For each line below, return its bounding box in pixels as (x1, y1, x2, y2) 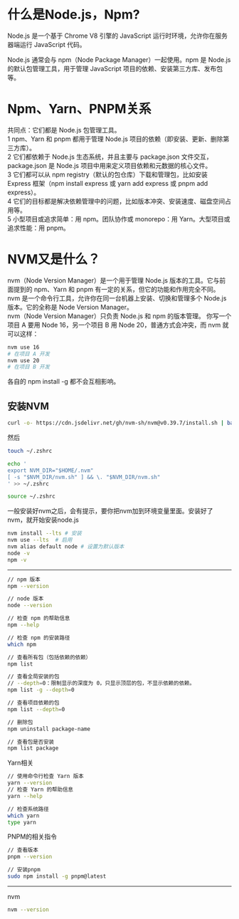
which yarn (7, 812, 40, 819)
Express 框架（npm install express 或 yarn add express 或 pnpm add (7, 179, 208, 187)
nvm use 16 (7, 343, 40, 351)
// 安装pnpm (7, 866, 41, 873)
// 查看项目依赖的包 (7, 699, 60, 706)
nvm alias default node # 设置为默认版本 (7, 543, 124, 550)
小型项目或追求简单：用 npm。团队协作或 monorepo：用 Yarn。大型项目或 (13, 214, 230, 223)
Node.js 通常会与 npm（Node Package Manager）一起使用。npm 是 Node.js (7, 55, 231, 64)
